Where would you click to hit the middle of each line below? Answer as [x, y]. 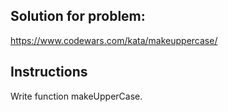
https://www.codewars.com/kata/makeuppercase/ [114, 40]
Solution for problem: [78, 16]
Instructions [49, 72]
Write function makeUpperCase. [76, 96]
